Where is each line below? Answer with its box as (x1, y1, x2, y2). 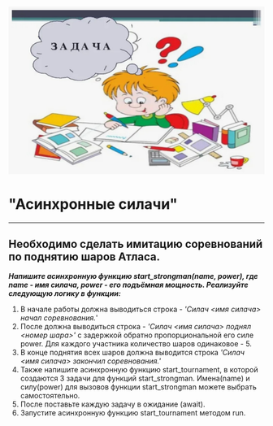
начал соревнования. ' (19, 313, 98, 323)
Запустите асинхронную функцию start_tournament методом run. (19, 408, 246, 418)
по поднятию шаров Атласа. (8, 250, 161, 263)
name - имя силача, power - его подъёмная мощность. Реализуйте (8, 280, 249, 290)
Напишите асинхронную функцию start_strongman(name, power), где (8, 272, 258, 281)
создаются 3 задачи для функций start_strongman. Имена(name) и (19, 373, 250, 384)
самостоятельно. (19, 391, 80, 401)
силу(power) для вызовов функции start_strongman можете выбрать (19, 382, 258, 392)
